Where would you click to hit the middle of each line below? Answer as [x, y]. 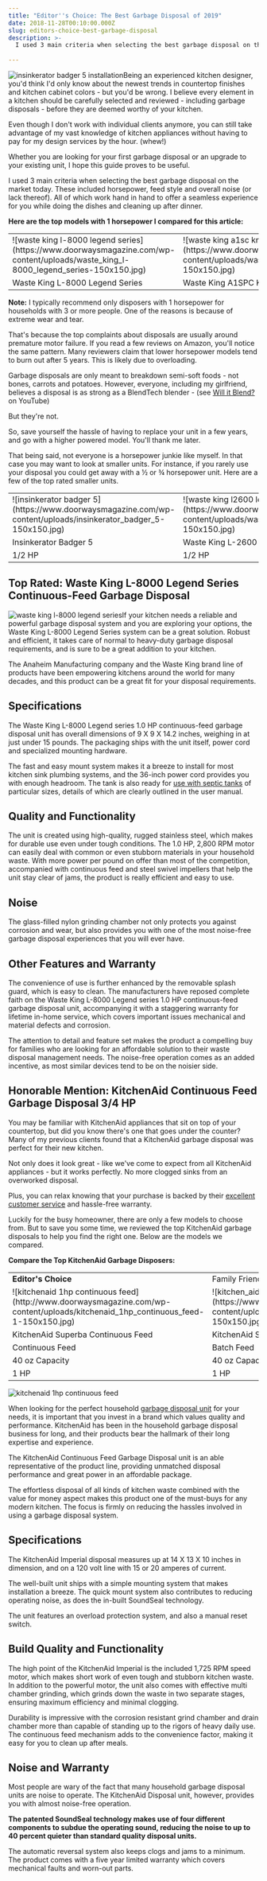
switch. [20, 1624]
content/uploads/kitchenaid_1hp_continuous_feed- [108, 1312]
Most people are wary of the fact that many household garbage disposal [127, 1787]
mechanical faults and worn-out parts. [71, 1868]
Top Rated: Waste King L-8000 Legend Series [124, 583]
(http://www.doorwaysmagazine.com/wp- [92, 1301]
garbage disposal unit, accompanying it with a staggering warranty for [124, 1009]
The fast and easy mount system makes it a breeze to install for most [121, 766]
